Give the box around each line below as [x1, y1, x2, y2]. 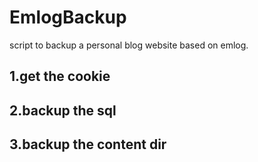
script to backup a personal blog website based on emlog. [9, 39, 249, 51]
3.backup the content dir [9, 136, 167, 153]
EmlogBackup [9, 6, 127, 29]
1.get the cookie [9, 68, 111, 85]
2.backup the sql [9, 102, 117, 119]
